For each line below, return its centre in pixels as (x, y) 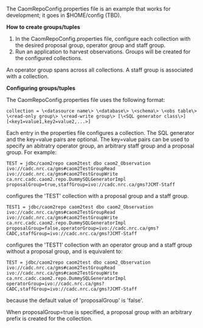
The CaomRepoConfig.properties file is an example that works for (89, 9)
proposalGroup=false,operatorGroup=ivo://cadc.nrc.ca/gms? (83, 228)
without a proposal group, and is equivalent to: (64, 251)
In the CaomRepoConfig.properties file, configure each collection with (103, 39)
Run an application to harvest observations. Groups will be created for (103, 52)
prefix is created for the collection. (50, 319)
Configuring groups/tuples (41, 88)
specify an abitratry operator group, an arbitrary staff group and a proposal (100, 146)
